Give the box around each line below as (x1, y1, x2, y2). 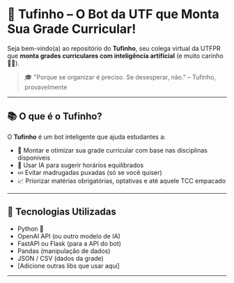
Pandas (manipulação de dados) (17, 247, 111, 255)
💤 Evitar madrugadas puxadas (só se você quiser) (17, 168, 162, 176)
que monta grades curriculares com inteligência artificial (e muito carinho (7, 52, 224, 60)
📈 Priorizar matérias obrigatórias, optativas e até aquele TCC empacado (17, 176, 226, 185)
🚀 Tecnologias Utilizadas (7, 206, 116, 218)
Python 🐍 (17, 224, 44, 233)
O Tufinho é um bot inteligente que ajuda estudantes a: (7, 132, 166, 141)
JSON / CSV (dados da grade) (17, 254, 104, 262)
